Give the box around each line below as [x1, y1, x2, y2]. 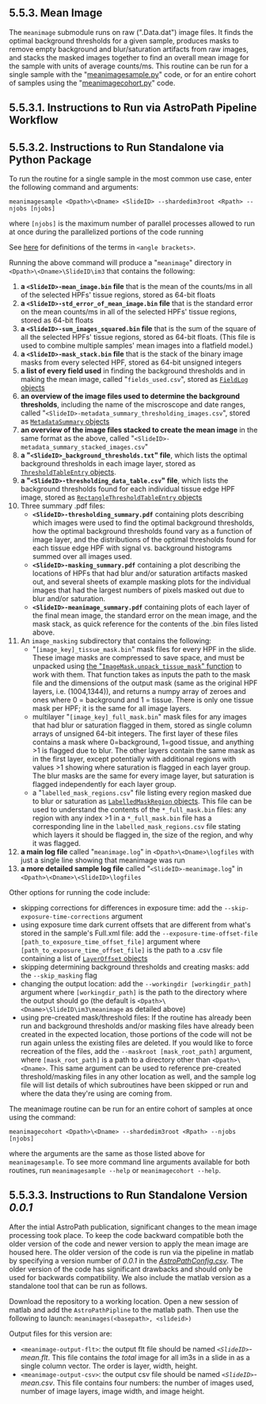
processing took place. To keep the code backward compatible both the [9, 1230, 244, 1240]
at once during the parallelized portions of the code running [9, 227, 204, 237]
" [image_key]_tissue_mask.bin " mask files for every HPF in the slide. [32, 645, 256, 654]
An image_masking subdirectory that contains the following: [20, 636, 212, 646]
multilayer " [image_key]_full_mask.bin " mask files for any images [32, 712, 248, 722]
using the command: [9, 1113, 76, 1122]
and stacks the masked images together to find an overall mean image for [9, 52, 249, 62]
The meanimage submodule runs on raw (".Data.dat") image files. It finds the [9, 27, 253, 37]
